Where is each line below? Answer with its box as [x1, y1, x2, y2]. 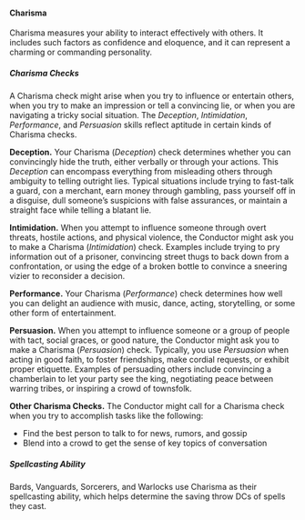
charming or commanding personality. [9, 46, 153, 58]
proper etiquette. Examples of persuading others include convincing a [9, 364, 271, 375]
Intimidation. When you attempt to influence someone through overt [9, 223, 267, 234]
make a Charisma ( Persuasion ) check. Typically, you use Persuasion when [9, 345, 290, 355]
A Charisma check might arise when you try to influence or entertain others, [9, 91, 294, 102]
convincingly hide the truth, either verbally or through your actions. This [9, 156, 280, 167]
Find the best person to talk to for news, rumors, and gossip [22, 428, 248, 439]
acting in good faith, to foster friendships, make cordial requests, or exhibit [9, 355, 290, 365]
